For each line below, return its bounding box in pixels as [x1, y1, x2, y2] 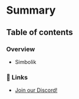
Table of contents [6, 27, 73, 37]
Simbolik [14, 58, 37, 65]
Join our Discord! [14, 87, 58, 94]
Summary [6, 4, 56, 17]
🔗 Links [6, 73, 28, 81]
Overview [6, 45, 35, 53]
